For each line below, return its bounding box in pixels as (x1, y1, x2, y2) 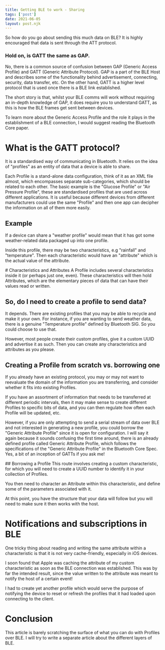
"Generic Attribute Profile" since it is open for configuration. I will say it (5, 430, 149, 436)
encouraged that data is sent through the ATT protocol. (5, 40, 117, 46)
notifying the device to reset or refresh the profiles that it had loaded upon (5, 590, 156, 597)
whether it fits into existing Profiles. (5, 384, 77, 390)
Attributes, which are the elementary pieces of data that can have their (5, 278, 149, 284)
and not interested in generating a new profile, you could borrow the (5, 424, 144, 431)
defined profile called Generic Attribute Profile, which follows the (5, 440, 136, 446)
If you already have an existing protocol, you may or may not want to (5, 374, 144, 380)
